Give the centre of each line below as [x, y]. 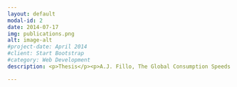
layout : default [31, 14]
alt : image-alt [30, 40]
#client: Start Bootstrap [46, 54]
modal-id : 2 [25, 21]
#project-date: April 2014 [47, 47]
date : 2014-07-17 [33, 27]
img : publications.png [41, 34]
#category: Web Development [49, 60]
